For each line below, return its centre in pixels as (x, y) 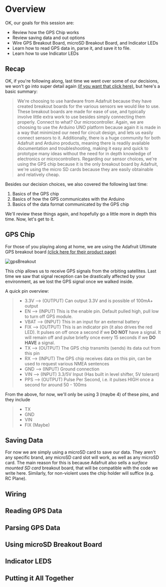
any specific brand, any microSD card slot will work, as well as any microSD (82, 457)
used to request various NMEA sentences (67, 363)
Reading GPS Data (34, 511)
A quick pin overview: (27, 291)
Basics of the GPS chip (36, 193)
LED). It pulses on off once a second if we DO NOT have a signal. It (93, 332)
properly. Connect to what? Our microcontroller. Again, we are (80, 122)
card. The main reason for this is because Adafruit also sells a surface (76, 463)
